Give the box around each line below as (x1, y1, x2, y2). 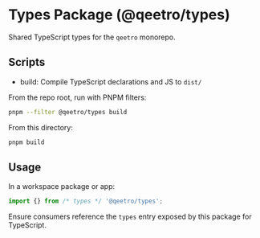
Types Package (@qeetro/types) (8, 6, 230, 24)
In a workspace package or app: (8, 182, 116, 191)
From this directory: (8, 122, 74, 132)
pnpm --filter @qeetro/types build (8, 108, 128, 116)
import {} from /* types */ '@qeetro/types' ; (8, 197, 163, 206)
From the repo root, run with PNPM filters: (8, 92, 147, 102)
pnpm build (8, 138, 45, 146)
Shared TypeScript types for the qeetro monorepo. (8, 32, 177, 42)
